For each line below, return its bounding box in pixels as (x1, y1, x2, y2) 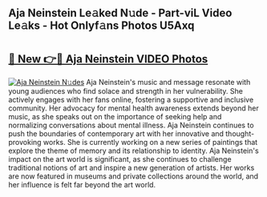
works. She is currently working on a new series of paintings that (42, 138, 258, 147)
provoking (8, 138, 42, 147)
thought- (225, 129, 255, 139)
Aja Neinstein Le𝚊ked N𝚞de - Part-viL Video (8, 6, 233, 20)
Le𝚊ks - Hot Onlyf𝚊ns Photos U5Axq (8, 19, 195, 33)
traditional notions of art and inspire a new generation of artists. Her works (8, 163, 255, 172)
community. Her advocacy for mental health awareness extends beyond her (8, 103, 259, 113)
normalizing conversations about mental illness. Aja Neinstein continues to (8, 120, 254, 130)
